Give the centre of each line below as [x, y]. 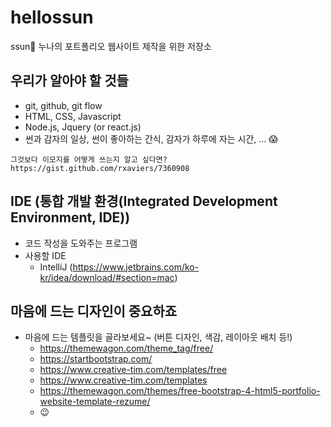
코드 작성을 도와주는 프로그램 [81, 243]
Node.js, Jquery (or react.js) [83, 127]
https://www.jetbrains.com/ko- [136, 267]
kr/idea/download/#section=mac [107, 277]
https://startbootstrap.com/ [96, 359]
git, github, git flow [63, 105]
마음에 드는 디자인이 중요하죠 [94, 311]
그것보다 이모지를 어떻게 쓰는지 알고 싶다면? [89, 159]
